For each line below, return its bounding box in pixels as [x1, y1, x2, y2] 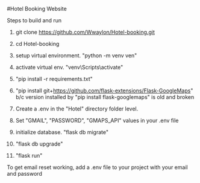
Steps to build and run [7, 17, 62, 24]
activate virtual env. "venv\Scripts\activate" [15, 63, 123, 71]
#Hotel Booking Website [7, 5, 67, 12]
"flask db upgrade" [15, 140, 63, 147]
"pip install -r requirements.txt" [15, 75, 93, 82]
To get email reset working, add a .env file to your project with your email [7, 164, 189, 171]
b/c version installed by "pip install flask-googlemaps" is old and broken [15, 94, 195, 100]
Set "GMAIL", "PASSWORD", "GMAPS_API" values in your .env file [15, 117, 179, 124]
